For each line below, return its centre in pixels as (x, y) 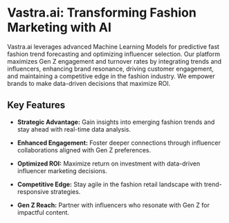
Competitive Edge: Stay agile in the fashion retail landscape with (110, 184)
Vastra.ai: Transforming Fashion (102, 13)
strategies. (66, 191)
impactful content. (43, 212)
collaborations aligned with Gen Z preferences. (84, 150)
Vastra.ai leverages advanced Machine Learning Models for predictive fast (113, 46)
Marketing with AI (59, 27)
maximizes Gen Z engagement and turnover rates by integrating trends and (114, 61)
